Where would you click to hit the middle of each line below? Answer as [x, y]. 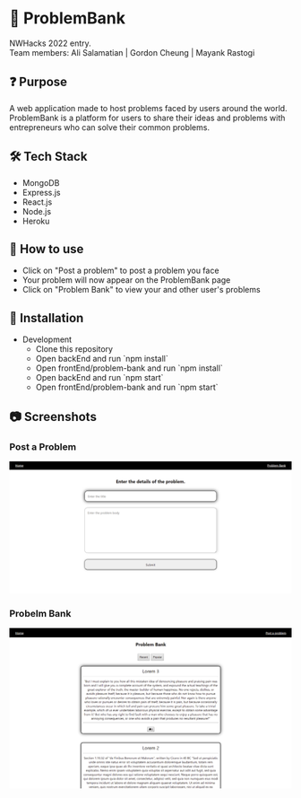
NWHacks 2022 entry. [50, 43]
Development [47, 339]
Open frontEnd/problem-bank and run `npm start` [127, 387]
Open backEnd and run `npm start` [99, 378]
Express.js [41, 192]
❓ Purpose [39, 82]
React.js [37, 202]
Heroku [36, 221]
